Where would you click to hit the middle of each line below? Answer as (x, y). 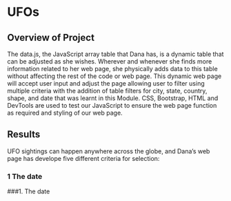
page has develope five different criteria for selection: (83, 158)
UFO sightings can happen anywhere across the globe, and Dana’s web (109, 151)
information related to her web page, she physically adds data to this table (113, 69)
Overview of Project (51, 38)
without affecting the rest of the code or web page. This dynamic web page (114, 76)
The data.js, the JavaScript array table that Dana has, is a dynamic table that (115, 54)
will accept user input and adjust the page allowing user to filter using (106, 83)
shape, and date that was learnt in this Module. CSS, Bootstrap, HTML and (113, 98)
